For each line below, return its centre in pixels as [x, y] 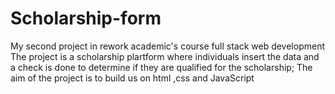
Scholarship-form [86, 18]
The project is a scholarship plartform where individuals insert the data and [165, 56]
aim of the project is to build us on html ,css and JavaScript [132, 78]
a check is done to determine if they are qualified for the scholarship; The [161, 67]
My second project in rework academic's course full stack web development [167, 46]
